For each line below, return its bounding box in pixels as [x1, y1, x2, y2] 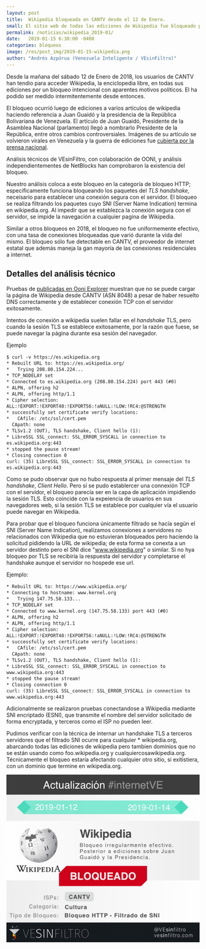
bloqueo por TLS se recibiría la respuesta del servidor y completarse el [6, 552, 186, 560]
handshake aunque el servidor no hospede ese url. [6, 559, 135, 566]
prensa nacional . [6, 143, 48, 150]
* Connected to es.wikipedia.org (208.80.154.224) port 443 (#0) [6, 378, 177, 385]
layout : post [6, 10, 40, 16]
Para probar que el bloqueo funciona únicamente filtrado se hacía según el [6, 519, 196, 527]
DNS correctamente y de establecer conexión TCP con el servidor [6, 298, 174, 305]
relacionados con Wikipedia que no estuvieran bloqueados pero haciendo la [6, 533, 199, 540]
